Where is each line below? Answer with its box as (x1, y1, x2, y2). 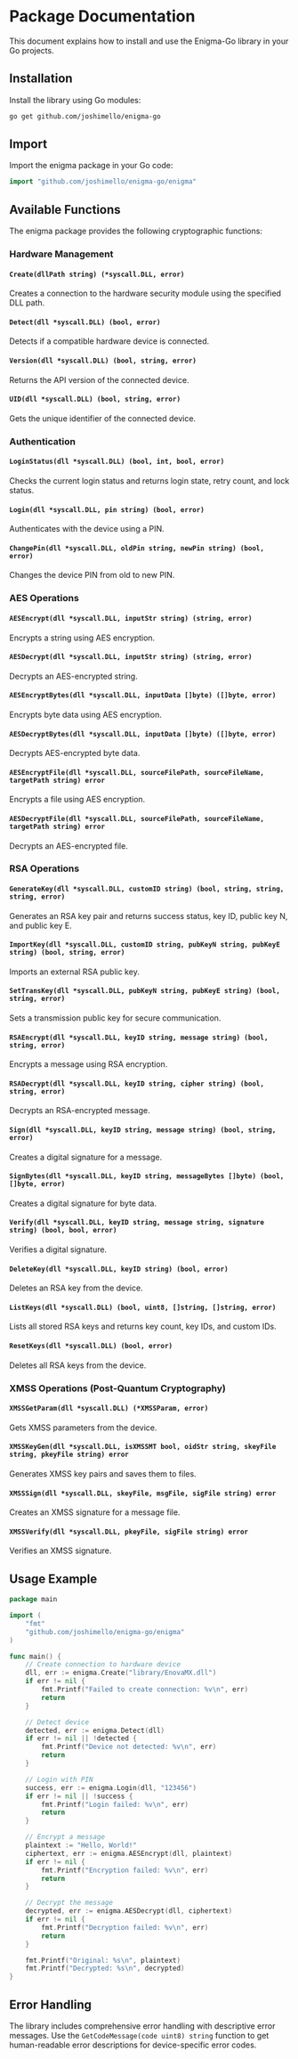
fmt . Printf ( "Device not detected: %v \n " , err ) (41, 1743, 217, 1752)
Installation (9, 71, 73, 86)
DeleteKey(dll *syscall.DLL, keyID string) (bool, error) (9, 1265, 229, 1274)
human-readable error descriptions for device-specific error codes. (9, 2039, 257, 2050)
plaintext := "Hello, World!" (25, 1841, 138, 1850)
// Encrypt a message (25, 1833, 105, 1842)
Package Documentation (9, 6, 196, 27)
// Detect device (25, 1717, 90, 1727)
